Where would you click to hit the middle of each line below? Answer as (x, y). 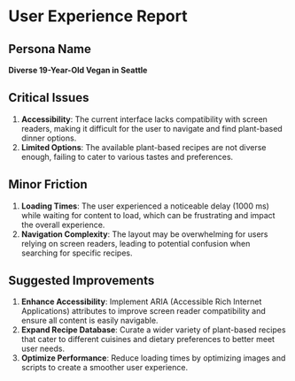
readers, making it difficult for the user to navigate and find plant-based (151, 128)
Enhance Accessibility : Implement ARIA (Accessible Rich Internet (141, 301)
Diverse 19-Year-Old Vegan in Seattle (78, 70)
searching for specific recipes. (77, 253)
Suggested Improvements (82, 281)
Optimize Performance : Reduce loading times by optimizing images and (153, 358)
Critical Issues (49, 98)
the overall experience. (63, 225)
